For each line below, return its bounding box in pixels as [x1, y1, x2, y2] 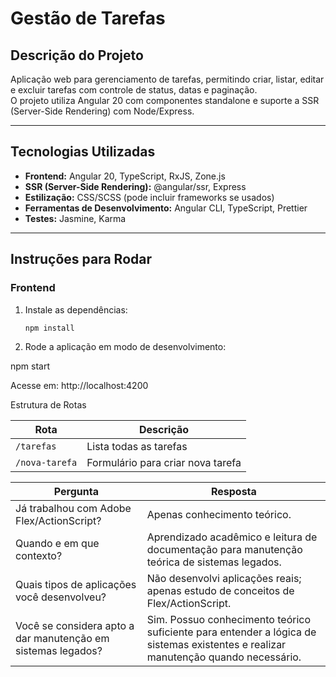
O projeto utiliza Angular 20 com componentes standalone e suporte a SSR [10, 95, 320, 106]
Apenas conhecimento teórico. [146, 508, 292, 522]
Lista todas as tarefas [86, 440, 188, 454]
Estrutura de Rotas [10, 399, 87, 411]
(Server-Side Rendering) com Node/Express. [10, 105, 195, 117]
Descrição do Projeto [10, 47, 144, 64]
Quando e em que [15, 537, 100, 551]
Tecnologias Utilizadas [10, 143, 156, 161]
